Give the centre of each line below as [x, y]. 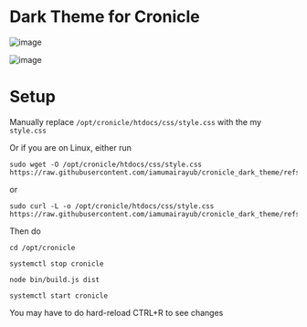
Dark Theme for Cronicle [105, 17]
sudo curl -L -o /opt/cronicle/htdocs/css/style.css [112, 206]
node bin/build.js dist [55, 280]
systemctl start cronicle [58, 295]
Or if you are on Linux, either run [71, 147]
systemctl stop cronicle [57, 264]
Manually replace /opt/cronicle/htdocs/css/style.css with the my [136, 121]
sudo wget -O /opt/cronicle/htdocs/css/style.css [106, 164]
